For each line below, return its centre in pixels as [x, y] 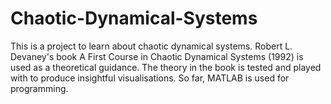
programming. [39, 88]
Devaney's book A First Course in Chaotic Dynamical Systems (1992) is [157, 56]
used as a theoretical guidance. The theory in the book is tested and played [166, 67]
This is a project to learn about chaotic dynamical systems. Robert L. [151, 46]
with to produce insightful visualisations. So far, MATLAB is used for [150, 78]
